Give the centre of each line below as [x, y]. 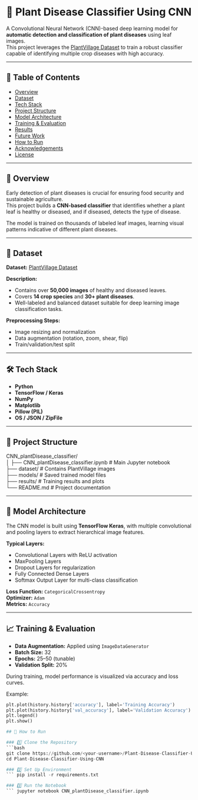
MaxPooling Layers [38, 561]
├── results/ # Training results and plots [55, 481]
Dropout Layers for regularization [55, 567]
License [24, 154]
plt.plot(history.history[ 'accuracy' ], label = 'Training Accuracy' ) [91, 704]
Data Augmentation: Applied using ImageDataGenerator [82, 646]
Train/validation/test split [45, 345]
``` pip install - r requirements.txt [52, 775]
